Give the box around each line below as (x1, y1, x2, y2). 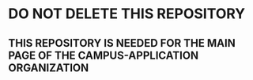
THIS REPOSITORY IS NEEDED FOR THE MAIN (8, 36, 236, 50)
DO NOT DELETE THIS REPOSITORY (8, 5, 246, 23)
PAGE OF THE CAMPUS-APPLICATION (8, 48, 199, 62)
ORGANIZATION (8, 61, 89, 74)
